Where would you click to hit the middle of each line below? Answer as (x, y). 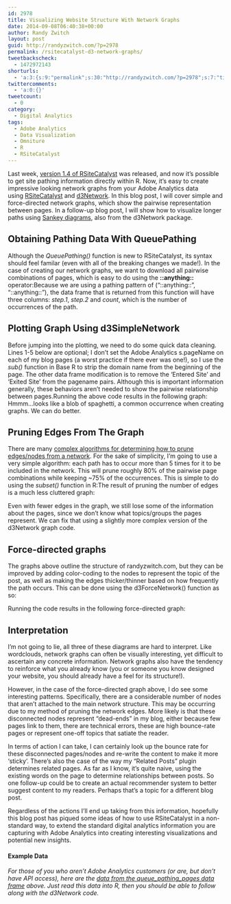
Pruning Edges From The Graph (76, 432)
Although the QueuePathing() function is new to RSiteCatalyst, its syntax (110, 256)
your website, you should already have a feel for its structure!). (96, 676)
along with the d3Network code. (53, 893)
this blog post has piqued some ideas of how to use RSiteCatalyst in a (106, 818)
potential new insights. (39, 840)
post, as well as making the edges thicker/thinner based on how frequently (113, 581)
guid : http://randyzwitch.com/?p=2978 (63, 45)
